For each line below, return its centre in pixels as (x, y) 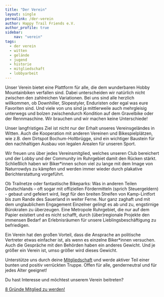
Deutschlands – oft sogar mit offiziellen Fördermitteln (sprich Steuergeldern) (82, 189)
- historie (21, 64)
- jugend (18, 60)
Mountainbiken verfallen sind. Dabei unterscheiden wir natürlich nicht (75, 92)
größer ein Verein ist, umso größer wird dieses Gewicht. (61, 250)
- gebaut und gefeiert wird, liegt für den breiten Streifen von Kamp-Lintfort (80, 194)
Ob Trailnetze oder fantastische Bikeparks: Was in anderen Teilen (71, 183)
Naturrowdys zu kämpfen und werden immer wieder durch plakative (74, 169)
